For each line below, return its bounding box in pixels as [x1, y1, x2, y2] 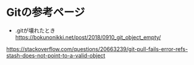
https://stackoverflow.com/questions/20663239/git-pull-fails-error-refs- [6, 45, 189, 52]
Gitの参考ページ [6, 5, 85, 19]
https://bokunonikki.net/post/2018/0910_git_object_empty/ [15, 33, 161, 41]
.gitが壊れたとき [15, 27, 56, 34]
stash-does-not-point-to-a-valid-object [6, 52, 105, 59]
